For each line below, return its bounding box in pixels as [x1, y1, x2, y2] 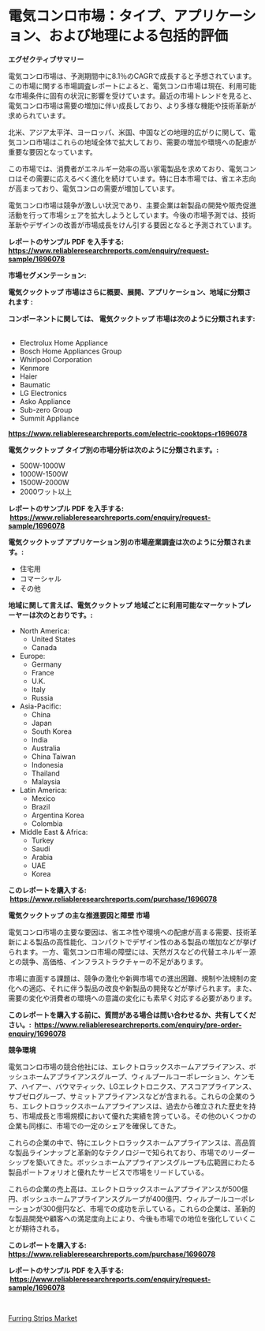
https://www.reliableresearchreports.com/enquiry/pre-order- [34, 1019, 242, 1030]
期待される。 [21, 1224, 64, 1233]
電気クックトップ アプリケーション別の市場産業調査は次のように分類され [8, 537, 245, 547]
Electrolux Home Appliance [19, 338, 109, 347]
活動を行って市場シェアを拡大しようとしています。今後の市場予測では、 [8, 210, 242, 219]
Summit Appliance [19, 413, 80, 423]
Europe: [19, 651, 46, 660]
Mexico [31, 794, 56, 803]
